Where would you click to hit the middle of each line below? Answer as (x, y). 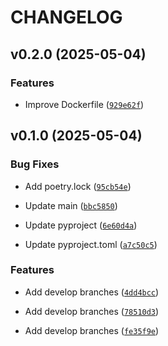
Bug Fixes (35, 164)
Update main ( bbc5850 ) (71, 205)
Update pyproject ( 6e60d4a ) (81, 225)
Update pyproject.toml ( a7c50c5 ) (91, 244)
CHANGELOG (66, 17)
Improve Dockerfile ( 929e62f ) (84, 104)
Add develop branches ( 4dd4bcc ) (92, 292)
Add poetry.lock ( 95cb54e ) (78, 186)
